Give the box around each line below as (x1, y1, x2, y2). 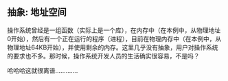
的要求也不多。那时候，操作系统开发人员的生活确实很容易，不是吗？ (7, 51, 200, 60)
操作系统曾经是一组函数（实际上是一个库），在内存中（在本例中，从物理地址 (7, 26, 221, 34)
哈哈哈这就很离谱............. (7, 66, 78, 74)
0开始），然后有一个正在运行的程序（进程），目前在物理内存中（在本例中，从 (7, 34, 222, 43)
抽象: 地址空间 (7, 6, 67, 19)
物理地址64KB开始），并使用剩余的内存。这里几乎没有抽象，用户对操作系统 (7, 43, 218, 51)
